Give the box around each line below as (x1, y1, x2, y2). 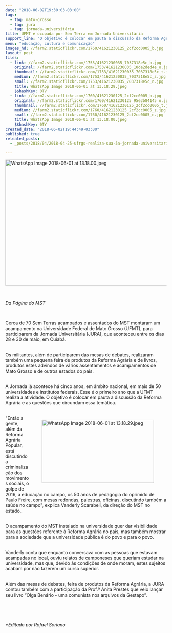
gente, (5, 421, 19, 427)
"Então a (5, 415, 24, 421)
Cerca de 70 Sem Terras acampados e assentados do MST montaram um (5, 320, 160, 326)
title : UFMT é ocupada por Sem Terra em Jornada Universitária (5, 31, 143, 36)
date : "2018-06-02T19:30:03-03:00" (5, 7, 81, 13)
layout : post (5, 50, 33, 55)
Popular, (5, 442, 23, 448)
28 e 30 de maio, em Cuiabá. (5, 336, 67, 342)
